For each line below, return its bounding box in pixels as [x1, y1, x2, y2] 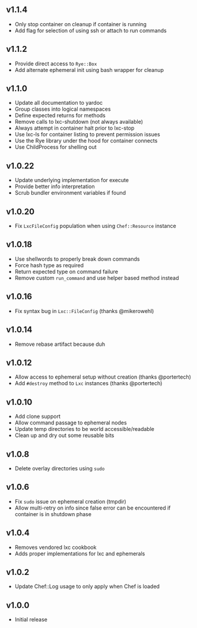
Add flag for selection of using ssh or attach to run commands [14, 27, 167, 34]
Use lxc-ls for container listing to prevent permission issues [14, 131, 160, 138]
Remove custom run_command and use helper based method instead [14, 274, 179, 282]
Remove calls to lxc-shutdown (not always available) [14, 118, 144, 126]
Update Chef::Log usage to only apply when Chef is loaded [14, 583, 160, 590]
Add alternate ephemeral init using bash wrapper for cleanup [14, 66, 164, 73]
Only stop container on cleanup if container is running [14, 20, 147, 27]
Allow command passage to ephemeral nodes [14, 419, 127, 426]
